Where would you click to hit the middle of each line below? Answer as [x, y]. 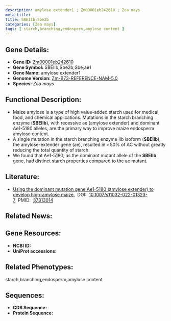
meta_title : [18, 15]
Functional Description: [43, 100]
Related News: [29, 216]
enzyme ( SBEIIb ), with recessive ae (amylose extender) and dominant [86, 122]
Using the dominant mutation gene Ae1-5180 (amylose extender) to [83, 189]
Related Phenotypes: [39, 267]
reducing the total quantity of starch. [51, 150]
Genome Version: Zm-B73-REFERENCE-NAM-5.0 [65, 78]
